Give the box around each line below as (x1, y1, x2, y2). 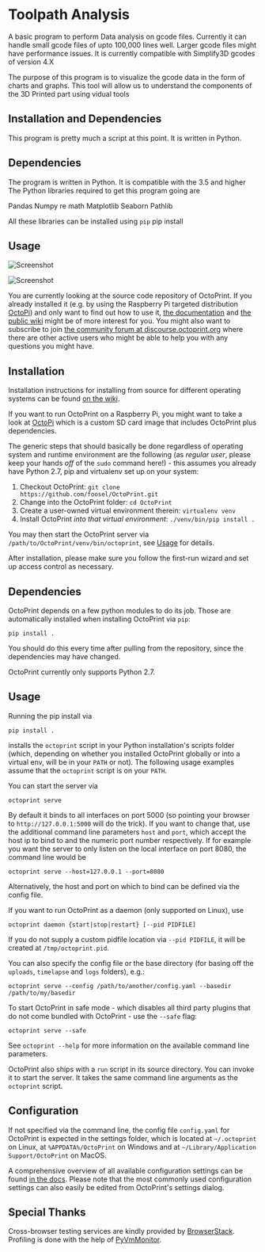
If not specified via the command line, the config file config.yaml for (8, 1125, 230, 1135)
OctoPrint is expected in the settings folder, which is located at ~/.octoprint (8, 1133, 257, 1143)
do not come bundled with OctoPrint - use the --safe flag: (8, 1011, 198, 1021)
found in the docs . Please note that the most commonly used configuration (8, 1174, 252, 1184)
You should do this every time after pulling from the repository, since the (8, 643, 244, 653)
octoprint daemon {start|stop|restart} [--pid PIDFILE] (8, 921, 196, 929)
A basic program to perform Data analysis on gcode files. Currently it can (8, 32, 247, 41)
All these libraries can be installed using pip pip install (8, 216, 184, 226)
